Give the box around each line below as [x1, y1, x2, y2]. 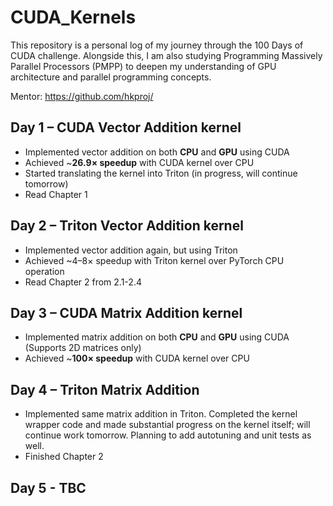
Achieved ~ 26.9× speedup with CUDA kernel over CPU [24, 156, 255, 168]
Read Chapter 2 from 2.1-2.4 [24, 276, 142, 288]
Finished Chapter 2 [24, 451, 104, 463]
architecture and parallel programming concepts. [10, 71, 212, 83]
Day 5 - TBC [10, 479, 87, 496]
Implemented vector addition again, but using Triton [24, 244, 238, 256]
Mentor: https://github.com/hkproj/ [10, 90, 154, 102]
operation [24, 265, 65, 277]
